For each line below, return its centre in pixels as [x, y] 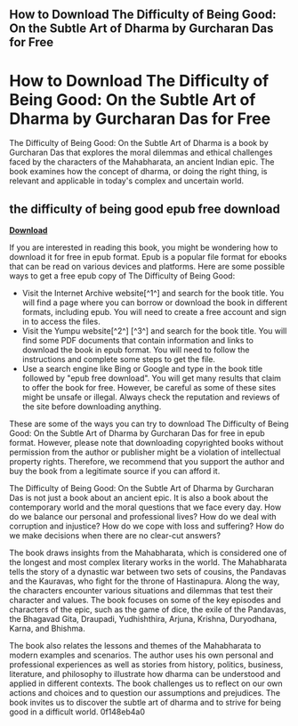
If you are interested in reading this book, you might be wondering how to [144, 247]
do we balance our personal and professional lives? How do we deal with [143, 517]
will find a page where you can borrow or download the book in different [154, 302]
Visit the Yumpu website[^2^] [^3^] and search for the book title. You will [154, 331]
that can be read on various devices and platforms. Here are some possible [147, 267]
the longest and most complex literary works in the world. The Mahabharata [148, 562]
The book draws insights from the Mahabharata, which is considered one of [148, 553]
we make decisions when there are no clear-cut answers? [115, 536]
